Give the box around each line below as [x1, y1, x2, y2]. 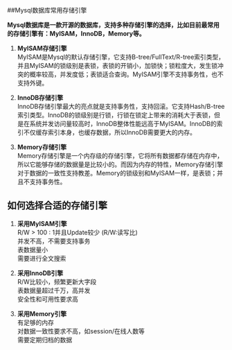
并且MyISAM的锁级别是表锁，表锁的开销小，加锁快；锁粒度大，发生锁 [17, 62, 218, 69]
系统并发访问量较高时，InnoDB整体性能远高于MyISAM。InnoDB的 [29, 120, 217, 128]
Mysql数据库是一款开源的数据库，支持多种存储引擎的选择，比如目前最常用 [7, 21, 220, 29]
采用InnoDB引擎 [17, 269, 64, 277]
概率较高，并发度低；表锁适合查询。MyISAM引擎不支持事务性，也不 [29, 70, 224, 78]
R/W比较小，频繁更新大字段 [17, 277, 97, 286]
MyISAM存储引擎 [17, 44, 67, 52]
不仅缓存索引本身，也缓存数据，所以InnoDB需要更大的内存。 [23, 128, 196, 137]
